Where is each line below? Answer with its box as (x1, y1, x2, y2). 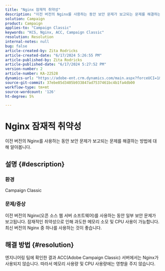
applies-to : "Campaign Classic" (5, 26, 71, 30)
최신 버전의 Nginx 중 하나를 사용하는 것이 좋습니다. (5, 225, 102, 231)
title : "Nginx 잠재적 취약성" (5, 7, 61, 12)
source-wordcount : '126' (5, 89, 56, 94)
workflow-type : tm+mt (5, 84, 50, 90)
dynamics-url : (5, 76, 34, 81)
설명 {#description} (5, 160, 65, 168)
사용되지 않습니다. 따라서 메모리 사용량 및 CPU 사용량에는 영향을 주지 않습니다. (5, 261, 156, 267)
